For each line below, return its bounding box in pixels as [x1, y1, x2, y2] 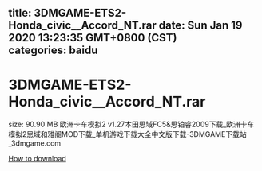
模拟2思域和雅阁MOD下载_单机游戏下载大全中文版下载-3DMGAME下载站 [8, 130, 247, 139]
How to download [8, 154, 66, 164]
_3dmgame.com [8, 138, 62, 148]
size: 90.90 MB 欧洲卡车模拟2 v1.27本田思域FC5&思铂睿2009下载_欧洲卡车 [8, 119, 255, 130]
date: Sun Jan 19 [158, 19, 243, 33]
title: [8, 6, 32, 20]
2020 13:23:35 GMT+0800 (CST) [8, 31, 177, 45]
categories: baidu [8, 44, 98, 57]
